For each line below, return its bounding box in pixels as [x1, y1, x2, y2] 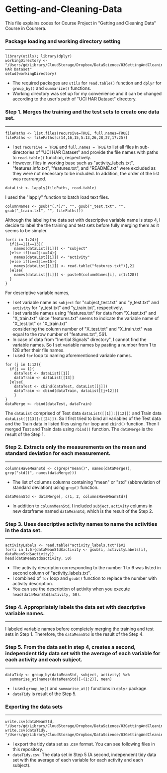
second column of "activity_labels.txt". [12, 570, 91, 576]
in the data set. [5, 527, 42, 534]
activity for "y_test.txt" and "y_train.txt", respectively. [12, 305, 123, 311]
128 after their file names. [12, 347, 65, 353]
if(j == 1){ [9, 366, 35, 372]
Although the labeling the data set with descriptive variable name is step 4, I [5, 217, 161, 223]
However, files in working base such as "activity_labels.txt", [12, 160, 134, 166]
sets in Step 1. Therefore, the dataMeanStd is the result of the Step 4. [5, 631, 144, 637]
